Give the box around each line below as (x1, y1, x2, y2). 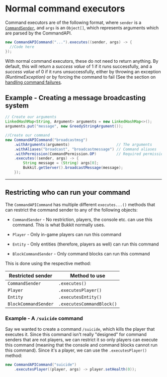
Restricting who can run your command (5, 188, 130, 197)
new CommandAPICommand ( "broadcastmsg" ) (5, 137, 88, 142)
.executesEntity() (58, 294, 102, 300)
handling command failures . (5, 79, 62, 85)
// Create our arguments (5, 115, 57, 120)
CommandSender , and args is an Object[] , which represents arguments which (5, 24, 159, 30)
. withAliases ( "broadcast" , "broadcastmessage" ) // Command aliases (14, 146, 157, 152)
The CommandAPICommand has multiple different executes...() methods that (5, 201, 156, 207)
